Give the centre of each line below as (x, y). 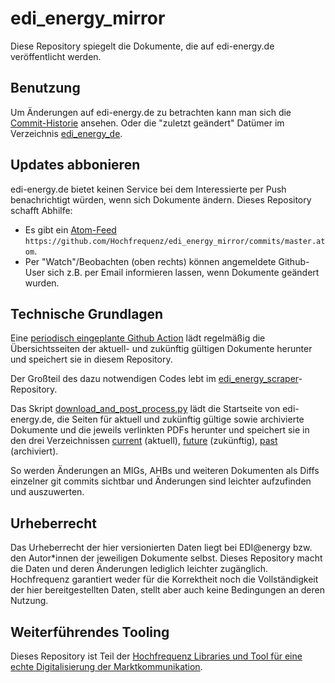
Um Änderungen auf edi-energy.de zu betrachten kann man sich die (151, 112)
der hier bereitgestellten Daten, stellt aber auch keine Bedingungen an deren (167, 590)
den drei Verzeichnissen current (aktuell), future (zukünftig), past (144, 441)
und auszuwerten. (47, 492)
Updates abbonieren (75, 165)
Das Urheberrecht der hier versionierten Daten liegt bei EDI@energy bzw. (161, 548)
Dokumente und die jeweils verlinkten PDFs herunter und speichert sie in (160, 430)
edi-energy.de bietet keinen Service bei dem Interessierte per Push (148, 189)
